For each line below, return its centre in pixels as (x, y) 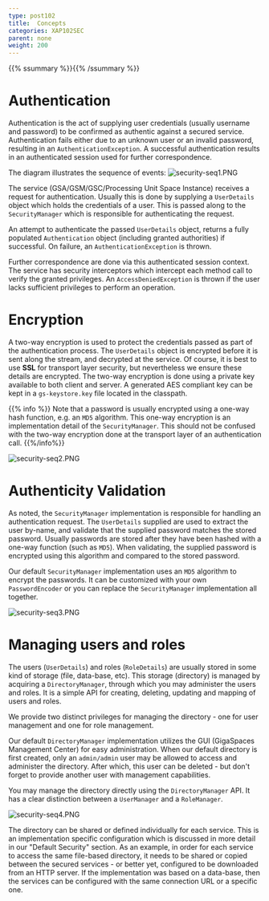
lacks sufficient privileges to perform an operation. (92, 288)
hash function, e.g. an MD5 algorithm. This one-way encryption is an (120, 417)
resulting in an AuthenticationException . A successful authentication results (134, 148)
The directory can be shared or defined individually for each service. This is (134, 830)
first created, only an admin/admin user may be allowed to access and (123, 757)
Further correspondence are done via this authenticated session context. (129, 262)
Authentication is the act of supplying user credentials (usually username (129, 123)
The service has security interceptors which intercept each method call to (130, 270)
